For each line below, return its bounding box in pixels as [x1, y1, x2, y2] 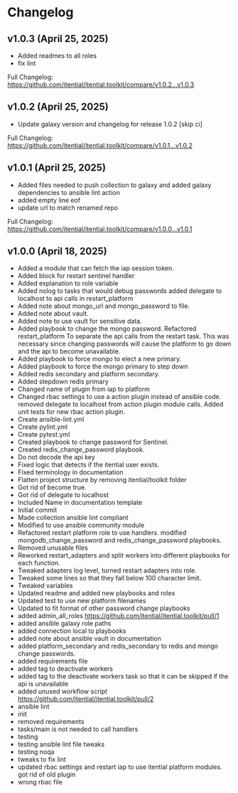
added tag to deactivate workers [17, 664, 114, 673]
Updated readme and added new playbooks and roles [17, 589, 175, 597]
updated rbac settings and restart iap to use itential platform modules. [17, 762, 222, 772]
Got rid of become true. [17, 483, 87, 491]
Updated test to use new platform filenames [17, 597, 146, 605]
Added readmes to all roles [17, 51, 97, 60]
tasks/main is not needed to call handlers [17, 725, 139, 733]
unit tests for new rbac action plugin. [17, 408, 126, 416]
